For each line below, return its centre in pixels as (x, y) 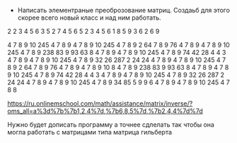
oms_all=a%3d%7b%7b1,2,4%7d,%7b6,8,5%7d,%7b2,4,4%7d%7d (105, 111)
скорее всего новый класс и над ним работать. (89, 18)
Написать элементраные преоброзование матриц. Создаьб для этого (123, 10)
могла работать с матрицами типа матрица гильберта (89, 132)
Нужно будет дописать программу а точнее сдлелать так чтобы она (111, 125)
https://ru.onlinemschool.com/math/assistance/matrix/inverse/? (100, 104)
